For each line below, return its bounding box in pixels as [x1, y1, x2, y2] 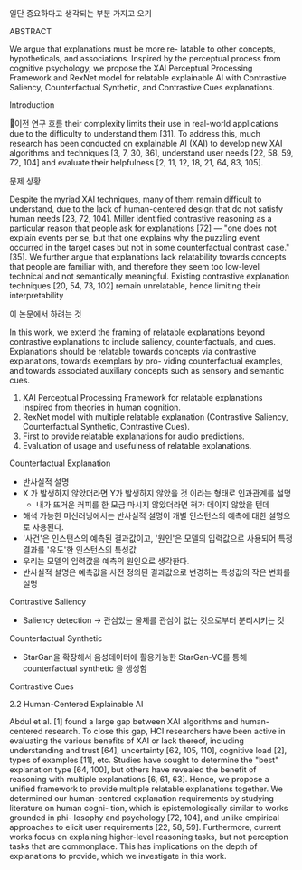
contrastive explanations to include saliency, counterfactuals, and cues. [9, 336, 276, 346]
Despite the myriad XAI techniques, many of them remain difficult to [9, 194, 262, 204]
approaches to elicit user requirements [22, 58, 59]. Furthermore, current [9, 822, 282, 832]
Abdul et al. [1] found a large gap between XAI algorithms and [9, 716, 239, 726]
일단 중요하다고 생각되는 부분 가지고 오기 [9, 8, 152, 18]
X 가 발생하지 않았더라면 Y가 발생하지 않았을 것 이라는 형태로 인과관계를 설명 [22, 487, 292, 498]
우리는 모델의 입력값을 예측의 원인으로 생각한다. [22, 555, 190, 566]
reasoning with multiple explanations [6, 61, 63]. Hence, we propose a [9, 774, 269, 784]
